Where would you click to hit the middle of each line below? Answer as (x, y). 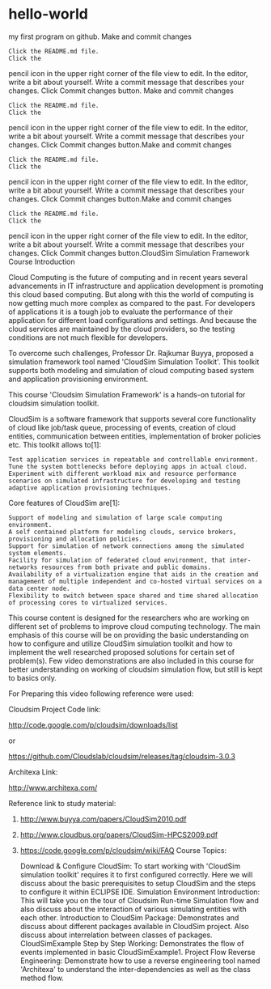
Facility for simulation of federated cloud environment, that (117, 560)
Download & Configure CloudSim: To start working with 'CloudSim (130, 866)
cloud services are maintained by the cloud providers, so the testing (122, 329)
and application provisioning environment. (78, 379)
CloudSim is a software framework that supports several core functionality (132, 418)
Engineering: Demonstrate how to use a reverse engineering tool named (140, 961)
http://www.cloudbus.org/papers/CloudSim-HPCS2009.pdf (119, 834)
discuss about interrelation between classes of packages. (116, 935)
